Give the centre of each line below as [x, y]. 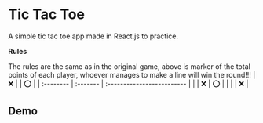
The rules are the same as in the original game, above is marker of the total [130, 66]
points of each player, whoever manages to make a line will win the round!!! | [132, 74]
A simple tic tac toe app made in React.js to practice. [93, 36]
